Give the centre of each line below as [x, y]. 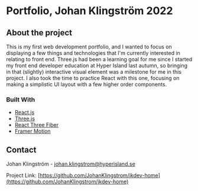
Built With [21, 100]
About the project [39, 33]
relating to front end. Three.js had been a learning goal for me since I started [99, 59]
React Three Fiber [37, 125]
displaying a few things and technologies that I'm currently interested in [93, 53]
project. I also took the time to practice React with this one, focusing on [93, 78]
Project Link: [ [23, 176]
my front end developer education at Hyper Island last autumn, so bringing [97, 65]
